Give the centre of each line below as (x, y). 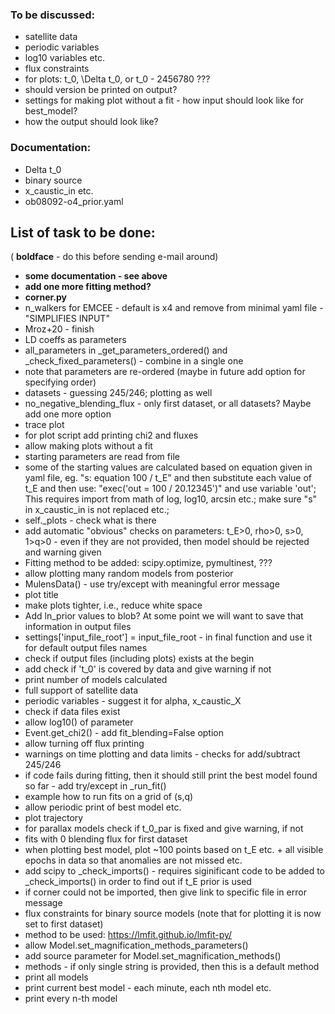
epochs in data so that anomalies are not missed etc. (133, 860)
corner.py (45, 297)
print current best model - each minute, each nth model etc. (148, 988)
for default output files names (86, 648)
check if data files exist (72, 712)
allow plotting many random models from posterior (129, 574)
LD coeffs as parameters (75, 340)
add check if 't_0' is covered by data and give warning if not (148, 669)
